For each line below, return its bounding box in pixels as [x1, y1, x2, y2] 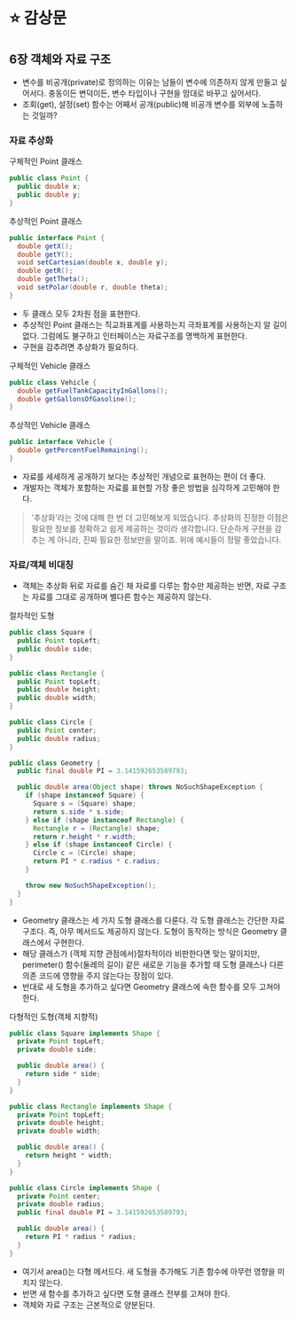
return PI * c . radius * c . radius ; [32, 857, 161, 866]
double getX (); [17, 241, 74, 251]
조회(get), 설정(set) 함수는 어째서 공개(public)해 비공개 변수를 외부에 [21, 99, 260, 109]
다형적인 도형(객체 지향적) [9, 1011, 98, 1022]
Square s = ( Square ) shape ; [32, 799, 137, 808]
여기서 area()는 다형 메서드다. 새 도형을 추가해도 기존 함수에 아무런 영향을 [21, 1266, 276, 1276]
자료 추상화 [9, 134, 54, 146]
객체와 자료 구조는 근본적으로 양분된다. [21, 1299, 155, 1310]
